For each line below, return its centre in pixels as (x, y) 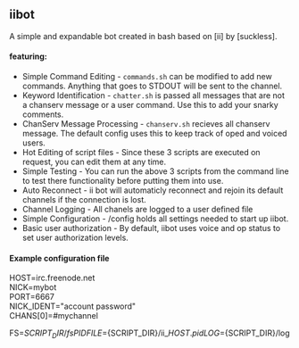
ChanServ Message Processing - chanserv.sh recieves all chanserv (146, 124)
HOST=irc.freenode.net (52, 278)
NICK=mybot (33, 287)
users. (34, 143)
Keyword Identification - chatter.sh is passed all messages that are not (154, 95)
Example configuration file (59, 258)
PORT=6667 (32, 297)
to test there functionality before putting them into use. (123, 181)
